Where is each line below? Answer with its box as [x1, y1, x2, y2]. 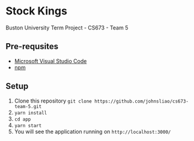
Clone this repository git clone [14, 97, 92, 104]
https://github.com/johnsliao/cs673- [94, 98, 189, 104]
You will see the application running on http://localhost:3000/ [14, 128, 171, 135]
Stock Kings [5, 4, 67, 18]
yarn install [14, 110, 47, 116]
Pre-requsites [5, 41, 59, 52]
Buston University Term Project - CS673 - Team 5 [5, 24, 129, 31]
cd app [14, 116, 31, 122]
